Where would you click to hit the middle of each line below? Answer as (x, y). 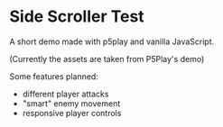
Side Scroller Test (77, 17)
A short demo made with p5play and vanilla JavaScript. (112, 41)
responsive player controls (72, 113)
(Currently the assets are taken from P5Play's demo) (107, 59)
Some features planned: (54, 76)
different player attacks (65, 94)
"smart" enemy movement (71, 103)
